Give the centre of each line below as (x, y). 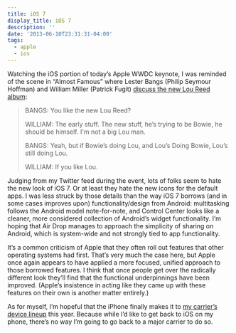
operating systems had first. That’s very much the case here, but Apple (111, 255)
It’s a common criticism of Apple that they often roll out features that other (116, 247)
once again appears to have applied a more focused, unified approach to (114, 262)
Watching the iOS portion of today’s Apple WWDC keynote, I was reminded (117, 74)
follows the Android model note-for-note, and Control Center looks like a (113, 211)
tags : (15, 41)
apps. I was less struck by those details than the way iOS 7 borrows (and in (117, 196)
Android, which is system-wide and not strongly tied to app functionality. (114, 233)
